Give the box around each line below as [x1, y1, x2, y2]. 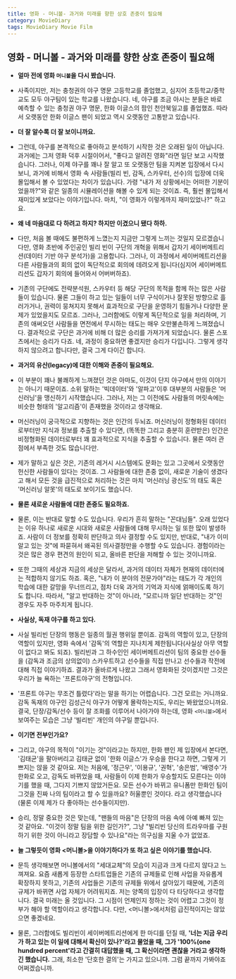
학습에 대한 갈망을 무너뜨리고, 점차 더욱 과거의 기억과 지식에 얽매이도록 [17, 582, 211, 592]
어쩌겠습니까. [17, 964, 54, 973]
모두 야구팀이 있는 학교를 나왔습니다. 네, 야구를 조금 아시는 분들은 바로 [30, 95, 223, 104]
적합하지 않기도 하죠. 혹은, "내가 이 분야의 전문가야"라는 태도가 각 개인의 [25, 574, 223, 582]
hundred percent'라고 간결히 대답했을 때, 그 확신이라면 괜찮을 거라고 [17, 947, 208, 955]
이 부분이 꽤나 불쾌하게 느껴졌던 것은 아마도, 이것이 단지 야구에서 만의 [17, 376, 208, 385]
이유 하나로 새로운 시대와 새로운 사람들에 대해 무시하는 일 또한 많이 [25, 524, 208, 532]
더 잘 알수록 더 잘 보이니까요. [17, 127, 96, 136]
